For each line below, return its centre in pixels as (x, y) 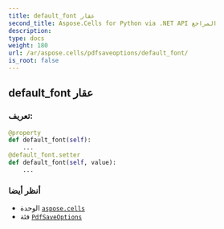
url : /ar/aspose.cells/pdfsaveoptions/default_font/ (98, 53)
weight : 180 (28, 46)
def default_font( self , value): (62, 163)
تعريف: (21, 116)
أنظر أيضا (24, 190)
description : (30, 31)
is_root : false (34, 61)
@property (25, 133)
